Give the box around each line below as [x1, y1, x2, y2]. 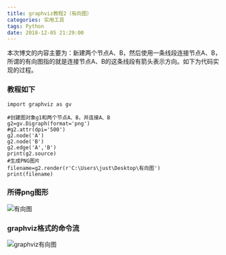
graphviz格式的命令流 [7, 223, 80, 233]
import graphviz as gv [7, 101, 72, 108]
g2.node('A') [7, 132, 45, 139]
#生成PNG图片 [7, 157, 40, 165]
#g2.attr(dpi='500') [7, 126, 66, 133]
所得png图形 [7, 188, 49, 197]
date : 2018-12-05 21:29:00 [7, 29, 84, 36]
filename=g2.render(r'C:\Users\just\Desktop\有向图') [7, 165, 161, 171]
